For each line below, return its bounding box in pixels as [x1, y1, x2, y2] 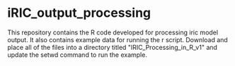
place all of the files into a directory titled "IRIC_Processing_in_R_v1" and [7, 43, 218, 51]
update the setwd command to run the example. [7, 51, 147, 59]
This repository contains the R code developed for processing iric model [7, 28, 218, 37]
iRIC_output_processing [7, 5, 151, 21]
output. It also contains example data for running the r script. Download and [7, 35, 228, 44]
